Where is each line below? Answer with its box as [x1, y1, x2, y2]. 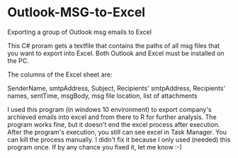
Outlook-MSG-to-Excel [7, 4, 146, 21]
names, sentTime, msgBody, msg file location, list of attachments [7, 91, 198, 100]
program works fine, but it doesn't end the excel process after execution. [7, 120, 220, 128]
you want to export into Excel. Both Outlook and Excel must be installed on [7, 49, 225, 57]
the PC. [7, 56, 30, 64]
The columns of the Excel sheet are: [7, 70, 113, 79]
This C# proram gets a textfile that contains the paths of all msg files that [7, 41, 220, 50]
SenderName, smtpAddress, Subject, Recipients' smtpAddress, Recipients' [7, 84, 226, 92]
